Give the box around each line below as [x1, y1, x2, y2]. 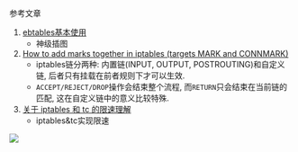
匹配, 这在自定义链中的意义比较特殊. [35, 93, 169, 103]
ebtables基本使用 [22, 27, 87, 38]
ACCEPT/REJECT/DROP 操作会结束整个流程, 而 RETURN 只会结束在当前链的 [35, 82, 288, 92]
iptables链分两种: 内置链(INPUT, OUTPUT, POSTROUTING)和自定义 [35, 59, 285, 69]
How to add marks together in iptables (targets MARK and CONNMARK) [22, 49, 289, 58]
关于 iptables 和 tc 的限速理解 [22, 104, 131, 114]
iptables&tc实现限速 [35, 115, 110, 126]
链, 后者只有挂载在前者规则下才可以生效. [35, 70, 185, 81]
